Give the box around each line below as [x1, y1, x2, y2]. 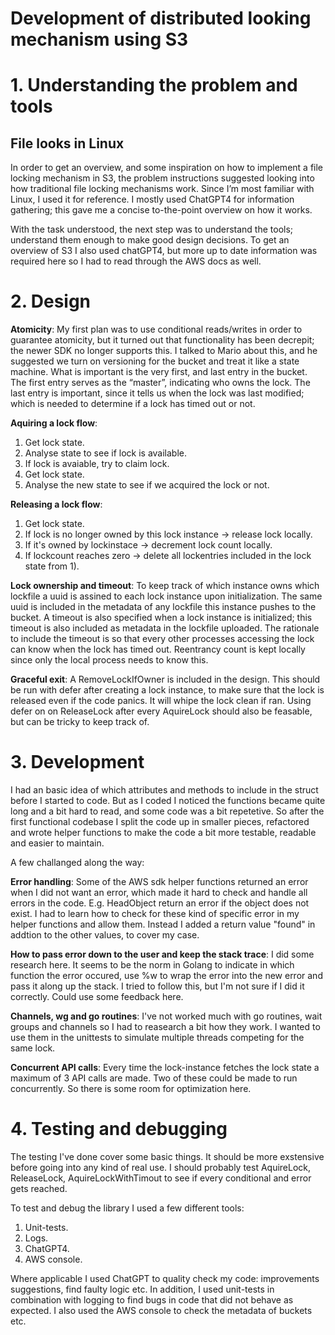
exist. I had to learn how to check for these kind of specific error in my [10, 908, 300, 920]
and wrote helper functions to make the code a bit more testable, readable [10, 827, 317, 839]
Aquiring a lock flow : [10, 417, 98, 429]
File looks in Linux [10, 135, 125, 152]
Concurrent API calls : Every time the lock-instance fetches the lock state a [10, 1062, 320, 1074]
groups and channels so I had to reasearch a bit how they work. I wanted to [10, 1021, 321, 1033]
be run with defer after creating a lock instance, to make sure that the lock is [10, 684, 325, 696]
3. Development [10, 751, 145, 774]
